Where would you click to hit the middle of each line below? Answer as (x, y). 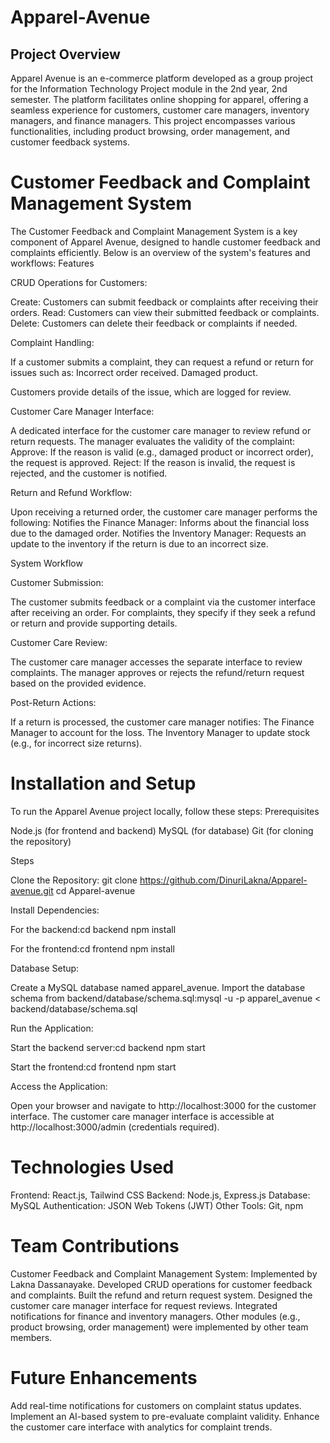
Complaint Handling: (52, 342)
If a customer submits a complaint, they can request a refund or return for (162, 362)
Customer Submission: (57, 582)
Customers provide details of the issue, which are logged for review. (151, 392)
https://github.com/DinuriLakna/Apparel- (223, 880)
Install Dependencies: (55, 910)
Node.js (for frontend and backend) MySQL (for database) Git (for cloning (162, 830)
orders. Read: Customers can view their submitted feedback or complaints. (165, 312)
